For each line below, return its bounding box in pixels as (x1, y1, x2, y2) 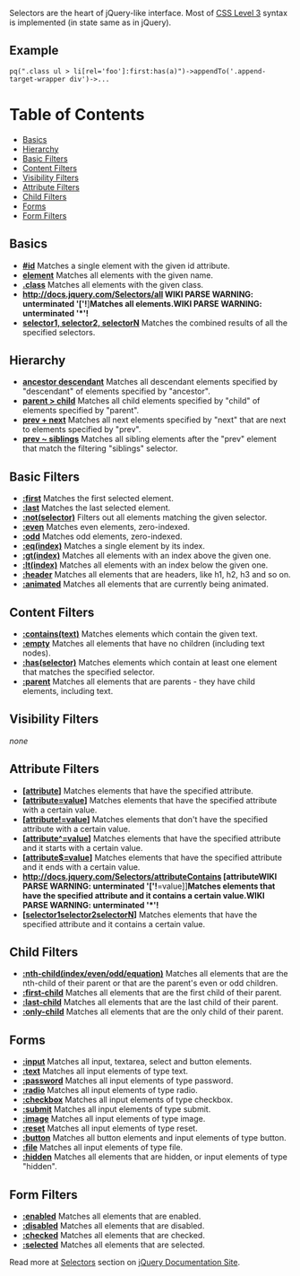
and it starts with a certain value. (21, 842, 143, 853)
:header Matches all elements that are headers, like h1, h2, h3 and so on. (21, 569, 291, 580)
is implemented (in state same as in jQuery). (9, 17, 172, 28)
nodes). (21, 647, 51, 658)
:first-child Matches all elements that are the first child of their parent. (21, 987, 282, 998)
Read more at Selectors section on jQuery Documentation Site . (9, 1257, 240, 1268)
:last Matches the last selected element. (21, 502, 171, 514)
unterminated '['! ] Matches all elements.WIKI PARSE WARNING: (21, 298, 262, 308)
